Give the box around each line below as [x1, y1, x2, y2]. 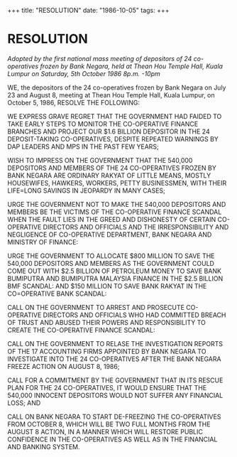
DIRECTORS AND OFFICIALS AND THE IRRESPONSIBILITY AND [43, 222, 229, 231]
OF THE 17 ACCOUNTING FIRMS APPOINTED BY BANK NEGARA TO [7, 347, 206, 355]
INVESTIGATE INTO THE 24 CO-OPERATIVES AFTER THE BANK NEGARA [7, 355, 221, 363]
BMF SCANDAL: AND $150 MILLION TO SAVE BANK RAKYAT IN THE [7, 281, 207, 290]
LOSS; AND [7, 398, 41, 407]
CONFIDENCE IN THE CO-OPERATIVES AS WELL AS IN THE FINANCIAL [7, 435, 218, 443]
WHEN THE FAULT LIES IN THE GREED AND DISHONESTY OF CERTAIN [7, 215, 216, 223]
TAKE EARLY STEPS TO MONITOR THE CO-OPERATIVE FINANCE [7, 119, 199, 128]
